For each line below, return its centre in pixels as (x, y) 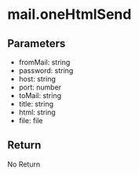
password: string (46, 71)
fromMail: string (44, 62)
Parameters (37, 44)
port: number (40, 87)
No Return (24, 164)
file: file (31, 120)
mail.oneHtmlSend (69, 15)
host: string (37, 79)
